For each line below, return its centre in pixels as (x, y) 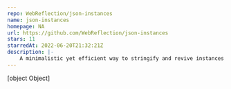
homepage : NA (26, 26)
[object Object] (29, 78)
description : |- (30, 52)
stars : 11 (21, 39)
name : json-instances (38, 20)
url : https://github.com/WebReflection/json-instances (88, 33)
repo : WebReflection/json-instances (60, 13)
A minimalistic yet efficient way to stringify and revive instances (122, 59)
